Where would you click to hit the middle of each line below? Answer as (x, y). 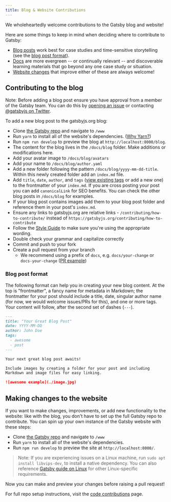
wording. (22, 233)
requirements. (33, 474)
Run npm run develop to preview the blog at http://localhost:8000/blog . (89, 142)
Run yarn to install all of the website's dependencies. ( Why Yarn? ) (82, 136)
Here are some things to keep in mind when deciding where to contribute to (85, 34)
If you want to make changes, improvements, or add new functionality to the (86, 411)
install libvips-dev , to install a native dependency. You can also (87, 463)
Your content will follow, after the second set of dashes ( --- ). (70, 307)
